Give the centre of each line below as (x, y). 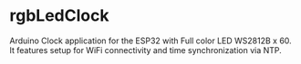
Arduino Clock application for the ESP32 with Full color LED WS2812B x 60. (150, 41)
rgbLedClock (59, 16)
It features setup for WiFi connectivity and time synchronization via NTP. (146, 50)
